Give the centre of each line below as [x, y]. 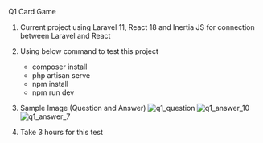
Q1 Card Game [32, 12]
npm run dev [53, 92]
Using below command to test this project [89, 51]
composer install [60, 67]
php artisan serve [61, 75]
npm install [50, 84]
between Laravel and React [65, 36]
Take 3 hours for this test [61, 132]
